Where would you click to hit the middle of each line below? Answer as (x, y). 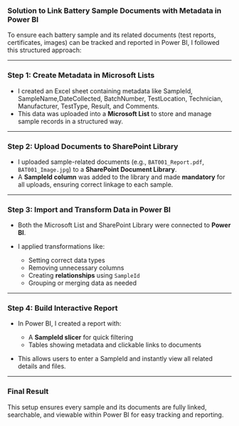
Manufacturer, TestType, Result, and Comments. (89, 106)
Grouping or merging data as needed (83, 283)
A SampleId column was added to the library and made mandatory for (121, 177)
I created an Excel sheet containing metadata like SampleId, (105, 90)
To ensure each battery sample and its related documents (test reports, (112, 35)
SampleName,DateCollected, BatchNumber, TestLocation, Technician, (120, 98)
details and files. (42, 366)
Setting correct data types (67, 260)
